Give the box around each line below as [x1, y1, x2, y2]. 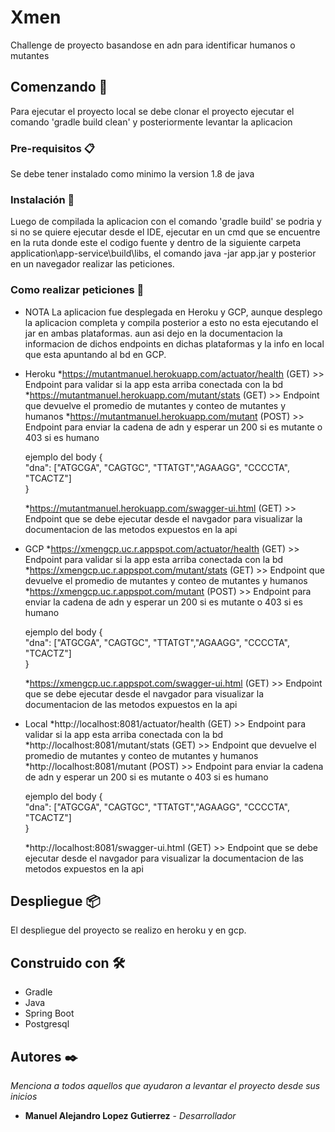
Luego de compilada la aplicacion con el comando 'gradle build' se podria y [10, 216, 322, 228]
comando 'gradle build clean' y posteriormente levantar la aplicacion [10, 116, 293, 128]
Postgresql [24, 1018, 70, 1030]
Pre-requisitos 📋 [10, 141, 95, 155]
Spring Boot [24, 1007, 75, 1020]
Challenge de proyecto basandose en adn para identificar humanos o [10, 39, 296, 51]
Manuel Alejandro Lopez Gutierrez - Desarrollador [24, 1110, 237, 1122]
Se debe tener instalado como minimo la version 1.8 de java [10, 168, 255, 180]
